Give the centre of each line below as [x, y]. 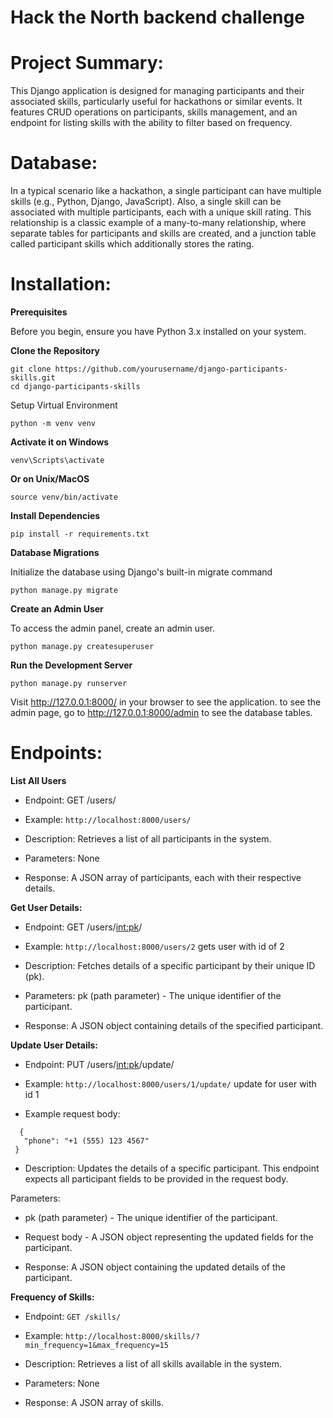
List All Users [38, 780]
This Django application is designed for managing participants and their [157, 91]
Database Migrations [55, 552]
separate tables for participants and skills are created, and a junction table [163, 233]
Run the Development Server [71, 665]
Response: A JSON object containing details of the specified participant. [174, 1025]
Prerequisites [39, 312]
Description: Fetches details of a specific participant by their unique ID [170, 965]
